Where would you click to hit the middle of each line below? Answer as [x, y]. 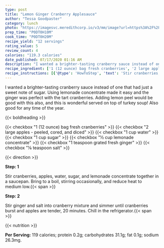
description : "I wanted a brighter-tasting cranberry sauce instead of [79, 64]
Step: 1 [12, 166]
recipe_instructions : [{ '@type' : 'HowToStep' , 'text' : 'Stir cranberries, [83, 73]
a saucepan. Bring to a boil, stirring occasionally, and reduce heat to [74, 181]
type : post [16, 10]
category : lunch [21, 23]
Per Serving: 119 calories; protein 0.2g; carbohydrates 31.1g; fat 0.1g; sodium [82, 235]
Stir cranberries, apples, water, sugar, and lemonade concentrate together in [82, 176]
